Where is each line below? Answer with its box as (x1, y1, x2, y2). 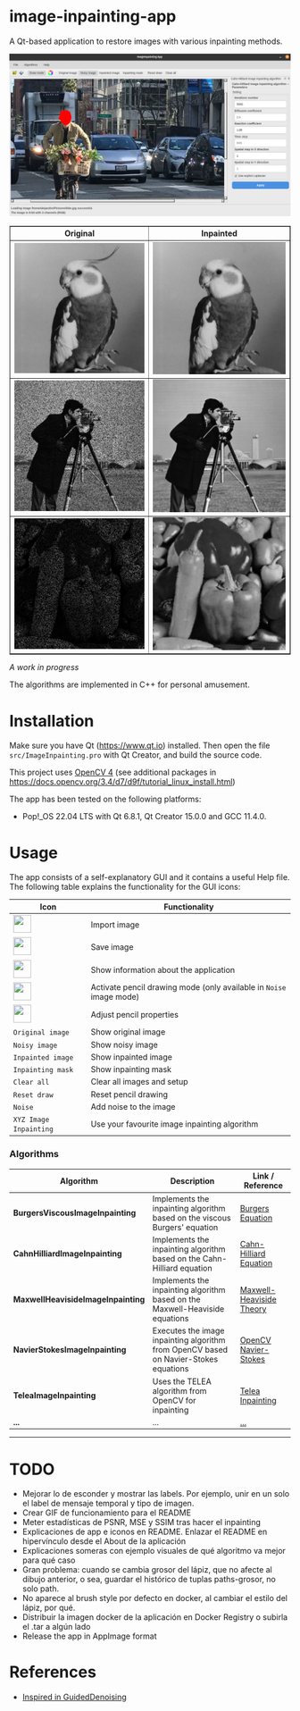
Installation (9, 710, 95, 731)
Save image (90, 942, 134, 952)
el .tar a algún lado (21, 1622, 91, 1632)
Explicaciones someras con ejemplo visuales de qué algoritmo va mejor (21, 1546, 286, 1556)
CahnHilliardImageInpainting (12, 1248, 122, 1259)
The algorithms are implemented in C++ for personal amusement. (9, 679, 250, 690)
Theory (239, 1304, 267, 1314)
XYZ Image (12, 1115, 50, 1125)
